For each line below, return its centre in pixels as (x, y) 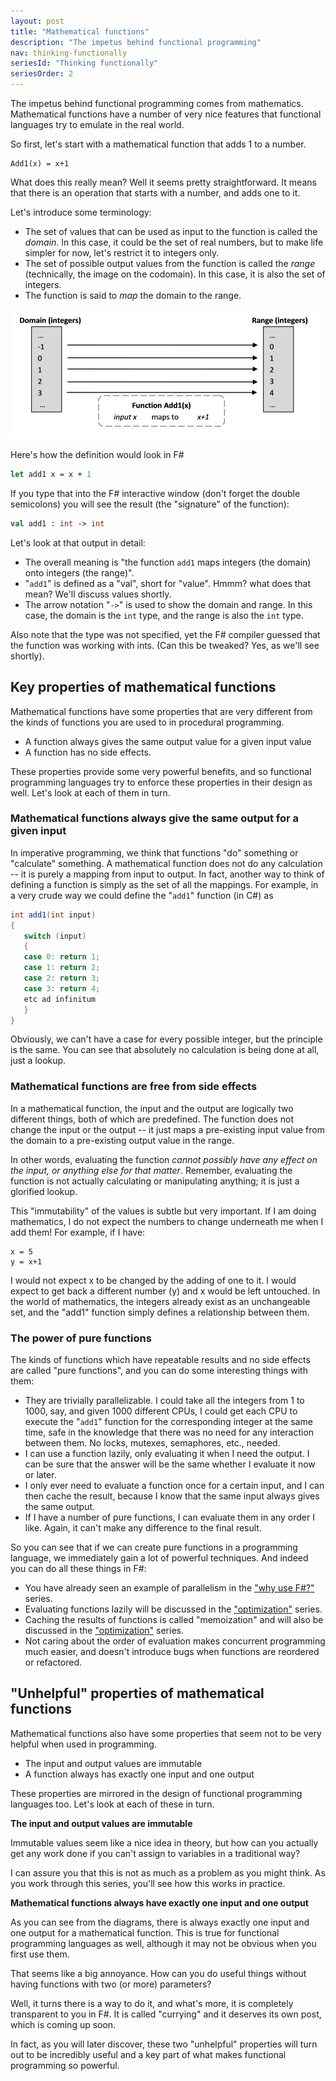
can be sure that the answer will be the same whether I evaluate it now (170, 1464)
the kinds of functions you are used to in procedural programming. (147, 722)
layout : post (37, 21)
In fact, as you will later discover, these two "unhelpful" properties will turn (164, 2044)
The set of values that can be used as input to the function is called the (171, 231)
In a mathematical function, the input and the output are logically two (152, 1108)
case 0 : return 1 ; (62, 957)
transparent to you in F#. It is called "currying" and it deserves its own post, (166, 2014)
